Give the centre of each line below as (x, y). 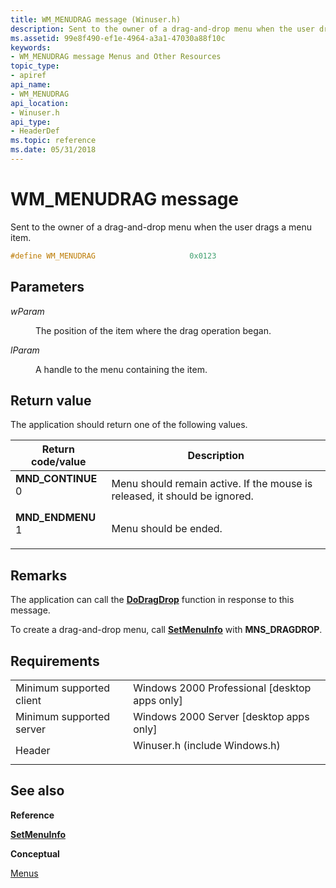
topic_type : (35, 66)
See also (37, 791)
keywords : (31, 47)
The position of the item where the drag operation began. (153, 330)
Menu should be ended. (167, 529)
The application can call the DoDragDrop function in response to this (152, 600)
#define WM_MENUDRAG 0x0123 (113, 256)
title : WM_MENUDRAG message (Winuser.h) (96, 19)
